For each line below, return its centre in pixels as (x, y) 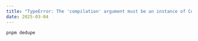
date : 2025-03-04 (27, 17)
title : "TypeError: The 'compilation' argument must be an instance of (96, 11)
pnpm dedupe (21, 32)
